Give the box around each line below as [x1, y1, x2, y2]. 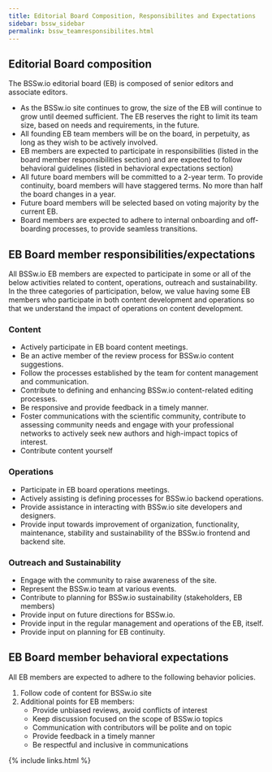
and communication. [19, 377, 89, 387]
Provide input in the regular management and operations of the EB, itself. [19, 618, 264, 628]
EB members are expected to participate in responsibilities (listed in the [19, 146, 259, 156]
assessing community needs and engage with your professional [19, 420, 234, 430]
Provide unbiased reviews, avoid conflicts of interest [32, 705, 208, 715]
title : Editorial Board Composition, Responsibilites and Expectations [8, 11, 256, 20]
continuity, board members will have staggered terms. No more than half [19, 180, 264, 191]
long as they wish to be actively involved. [19, 137, 158, 147]
